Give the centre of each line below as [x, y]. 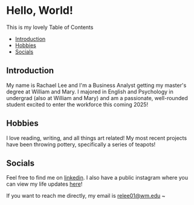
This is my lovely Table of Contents [50, 27]
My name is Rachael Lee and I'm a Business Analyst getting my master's [96, 85]
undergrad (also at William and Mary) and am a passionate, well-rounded [97, 98]
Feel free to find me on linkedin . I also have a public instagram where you [97, 178]
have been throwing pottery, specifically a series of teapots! [81, 144]
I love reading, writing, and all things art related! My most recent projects [97, 138]
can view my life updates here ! [44, 184]
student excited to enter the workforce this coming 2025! [77, 104]
